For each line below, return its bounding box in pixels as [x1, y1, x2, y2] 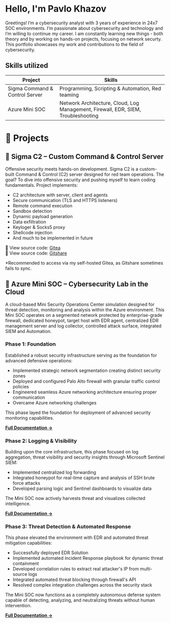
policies [12, 383, 29, 390]
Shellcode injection [12, 229, 53, 235]
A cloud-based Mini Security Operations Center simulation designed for [5, 301, 155, 307]
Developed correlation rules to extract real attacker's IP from [12, 566, 139, 572]
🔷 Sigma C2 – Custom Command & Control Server [5, 152, 164, 161]
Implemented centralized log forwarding [12, 469, 96, 476]
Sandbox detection [12, 208, 52, 214]
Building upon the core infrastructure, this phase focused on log [5, 449, 139, 455]
